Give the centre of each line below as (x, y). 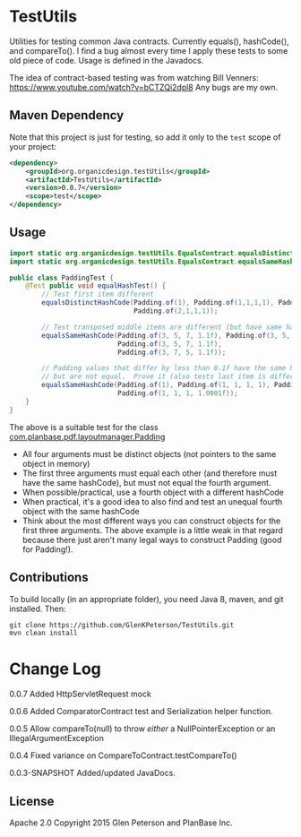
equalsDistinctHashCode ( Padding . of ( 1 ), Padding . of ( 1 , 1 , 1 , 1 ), (158, 303)
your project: (33, 146)
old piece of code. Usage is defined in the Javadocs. (107, 60)
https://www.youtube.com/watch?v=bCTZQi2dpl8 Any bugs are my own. (144, 87)
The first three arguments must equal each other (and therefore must (150, 473)
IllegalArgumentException (57, 738)
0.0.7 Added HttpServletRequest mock (81, 694)
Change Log (55, 669)
